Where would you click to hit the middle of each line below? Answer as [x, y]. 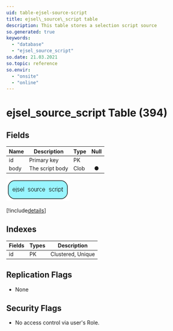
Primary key [44, 160]
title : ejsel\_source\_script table [52, 19]
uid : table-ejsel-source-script [47, 13]
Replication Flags [39, 275]
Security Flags [34, 308]
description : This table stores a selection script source [82, 25]
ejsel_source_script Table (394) [87, 113]
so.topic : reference [32, 63]
